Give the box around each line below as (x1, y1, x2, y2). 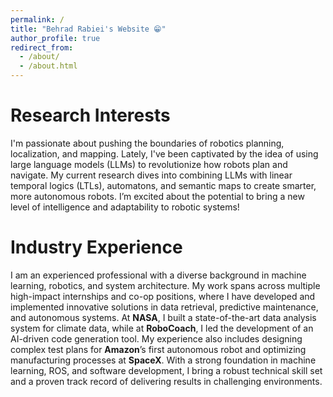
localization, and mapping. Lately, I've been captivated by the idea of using (10, 147, 319, 160)
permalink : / (10, 14, 65, 25)
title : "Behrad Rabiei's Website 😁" (10, 24, 167, 34)
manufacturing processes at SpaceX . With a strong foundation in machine (10, 354, 317, 366)
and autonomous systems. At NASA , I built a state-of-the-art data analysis (10, 311, 317, 323)
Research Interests (10, 104, 171, 127)
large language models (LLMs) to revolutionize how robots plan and (10, 158, 288, 170)
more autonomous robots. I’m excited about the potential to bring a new (10, 190, 305, 202)
